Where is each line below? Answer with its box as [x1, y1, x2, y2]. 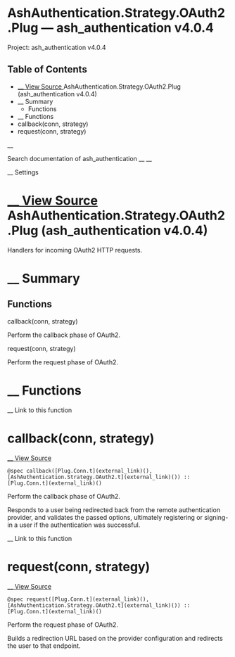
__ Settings [7, 167, 39, 177]
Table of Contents [7, 63, 88, 75]
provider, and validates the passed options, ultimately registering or [7, 513, 203, 521]
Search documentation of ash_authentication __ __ [7, 154, 153, 162]
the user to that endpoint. [7, 642, 81, 650]
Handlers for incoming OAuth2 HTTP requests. [7, 245, 143, 254]
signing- [203, 513, 229, 521]
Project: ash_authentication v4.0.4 [7, 43, 107, 51]
